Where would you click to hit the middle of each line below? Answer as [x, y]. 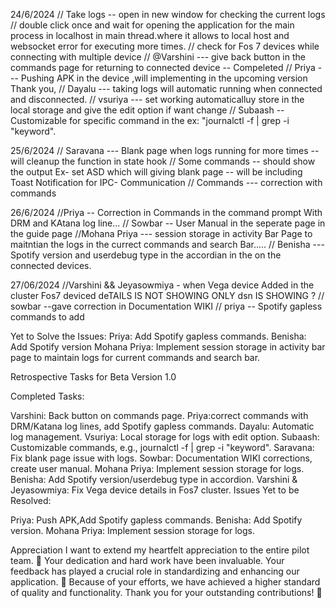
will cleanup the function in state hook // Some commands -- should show [163, 161]
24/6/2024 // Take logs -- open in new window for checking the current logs [168, 14]
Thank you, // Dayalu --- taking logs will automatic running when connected [166, 88]
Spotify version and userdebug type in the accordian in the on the [146, 255]
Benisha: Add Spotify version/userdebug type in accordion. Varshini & [154, 479]
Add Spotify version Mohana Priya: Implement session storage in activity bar [168, 347]
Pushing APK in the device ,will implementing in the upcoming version [164, 78]
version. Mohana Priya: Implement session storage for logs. [132, 530]
